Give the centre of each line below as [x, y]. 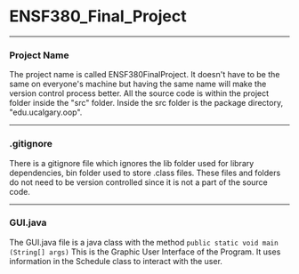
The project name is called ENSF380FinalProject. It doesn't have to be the [145, 75]
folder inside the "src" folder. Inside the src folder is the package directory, [146, 103]
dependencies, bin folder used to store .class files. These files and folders [145, 173]
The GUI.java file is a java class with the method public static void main [144, 242]
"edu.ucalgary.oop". [46, 112]
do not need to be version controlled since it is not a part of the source [139, 182]
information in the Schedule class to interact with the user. [116, 261]
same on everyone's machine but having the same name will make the [138, 84]
